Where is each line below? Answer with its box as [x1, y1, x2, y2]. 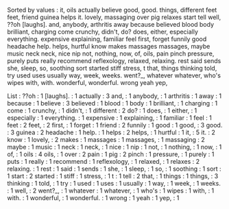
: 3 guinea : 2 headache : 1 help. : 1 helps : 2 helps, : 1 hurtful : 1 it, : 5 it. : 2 [7, 128, 216, 136]
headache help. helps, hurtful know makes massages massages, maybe [7, 42, 210, 50]
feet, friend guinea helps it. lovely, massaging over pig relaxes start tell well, [7, 13, 221, 21]
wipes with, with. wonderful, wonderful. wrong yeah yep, [7, 79, 168, 86]
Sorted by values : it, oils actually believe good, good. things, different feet [7, 6, 217, 14]
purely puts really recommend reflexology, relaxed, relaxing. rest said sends [7, 57, 221, 64]
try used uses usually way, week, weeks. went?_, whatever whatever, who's [7, 71, 221, 79]
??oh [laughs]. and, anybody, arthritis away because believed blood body [7, 21, 215, 28]
